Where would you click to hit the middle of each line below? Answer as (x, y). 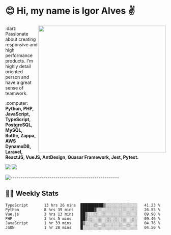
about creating (21, 39)
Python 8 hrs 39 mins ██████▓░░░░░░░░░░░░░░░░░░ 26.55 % (83, 210)
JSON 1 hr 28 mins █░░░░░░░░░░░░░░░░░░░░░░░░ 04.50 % (83, 227)
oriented (14, 71)
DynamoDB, (18, 146)
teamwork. (17, 93)
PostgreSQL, (19, 125)
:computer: (17, 103)
